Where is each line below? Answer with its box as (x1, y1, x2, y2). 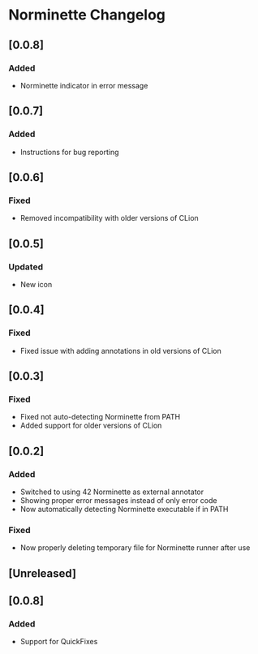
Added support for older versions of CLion (19, 420, 162, 431)
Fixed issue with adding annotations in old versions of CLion (19, 346, 221, 355)
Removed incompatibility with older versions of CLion (19, 213, 199, 223)
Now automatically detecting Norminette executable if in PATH (19, 505, 229, 514)
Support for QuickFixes (19, 637, 98, 647)
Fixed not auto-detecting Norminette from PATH (19, 412, 181, 422)
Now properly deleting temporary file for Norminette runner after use (19, 543, 251, 553)
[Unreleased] (8, 566, 77, 580)
